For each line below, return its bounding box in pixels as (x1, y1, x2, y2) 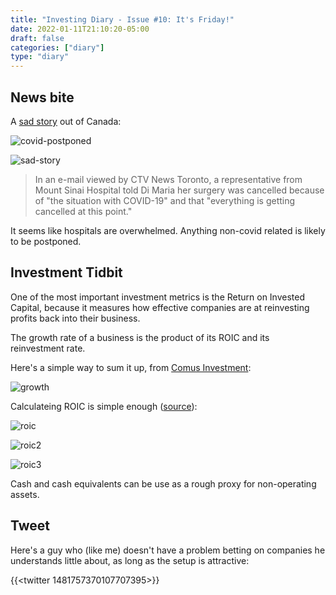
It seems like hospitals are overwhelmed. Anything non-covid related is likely (10, 224, 326, 236)
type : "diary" (10, 52, 70, 62)
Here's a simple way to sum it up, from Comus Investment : (10, 361, 252, 373)
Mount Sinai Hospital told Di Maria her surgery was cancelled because (34, 184, 325, 196)
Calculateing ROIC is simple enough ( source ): (10, 400, 198, 412)
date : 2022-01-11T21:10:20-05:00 (10, 24, 150, 34)
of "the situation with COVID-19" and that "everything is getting (34, 194, 296, 206)
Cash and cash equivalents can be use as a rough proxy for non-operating (10, 477, 317, 490)
